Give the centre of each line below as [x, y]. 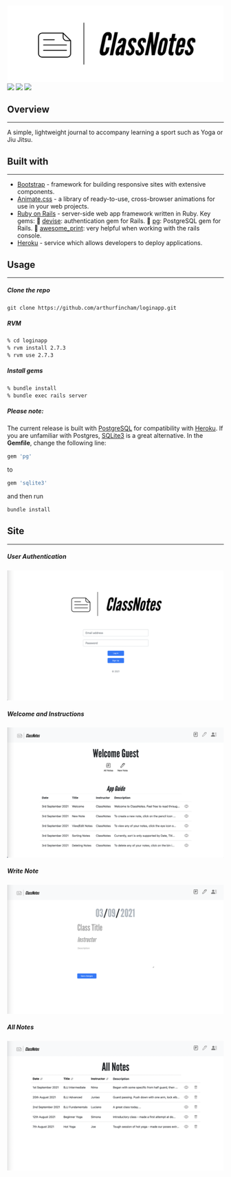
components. [36, 192]
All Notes [21, 1027]
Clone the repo [29, 290]
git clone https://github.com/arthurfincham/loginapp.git [92, 308]
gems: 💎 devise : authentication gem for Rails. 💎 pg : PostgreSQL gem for [119, 221]
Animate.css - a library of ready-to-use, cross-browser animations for [116, 199]
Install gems [25, 371]
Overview [29, 110]
